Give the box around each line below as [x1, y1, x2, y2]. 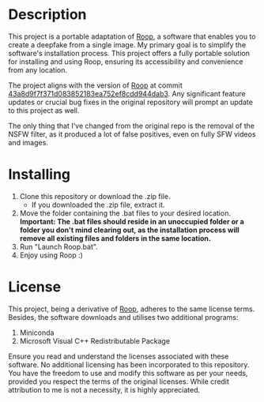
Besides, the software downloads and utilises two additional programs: [8, 312, 239, 321]
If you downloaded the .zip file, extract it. [31, 200, 165, 209]
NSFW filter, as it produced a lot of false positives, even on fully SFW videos [8, 129, 256, 139]
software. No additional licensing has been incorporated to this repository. [8, 359, 250, 369]
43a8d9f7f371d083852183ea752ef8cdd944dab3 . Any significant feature [8, 88, 247, 98]
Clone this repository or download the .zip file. [19, 191, 171, 201]
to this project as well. [8, 105, 80, 115]
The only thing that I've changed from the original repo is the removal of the [8, 121, 255, 130]
